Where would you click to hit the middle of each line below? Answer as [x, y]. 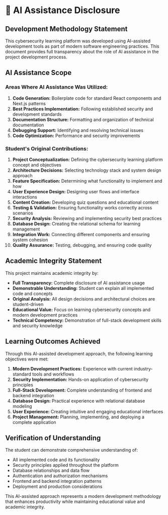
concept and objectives [37, 165]
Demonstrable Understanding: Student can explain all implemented [83, 288]
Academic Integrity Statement [54, 261]
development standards [37, 114]
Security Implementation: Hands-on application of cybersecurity [80, 379]
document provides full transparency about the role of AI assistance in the [82, 52]
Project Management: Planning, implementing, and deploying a [78, 417]
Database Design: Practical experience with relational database [79, 401]
